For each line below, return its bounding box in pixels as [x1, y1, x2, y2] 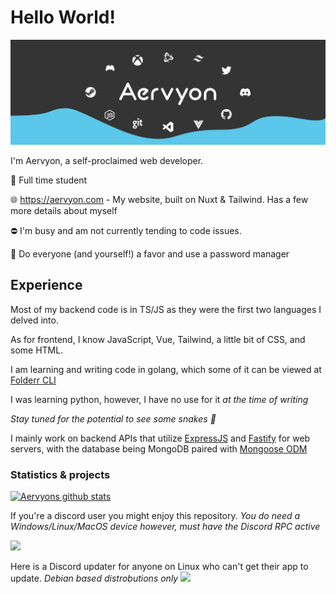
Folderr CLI [10, 374, 57, 386]
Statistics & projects [10, 467, 111, 481]
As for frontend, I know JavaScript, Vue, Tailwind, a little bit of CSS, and [10, 333, 306, 345]
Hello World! [10, 6, 116, 29]
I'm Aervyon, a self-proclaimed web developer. [10, 154, 204, 166]
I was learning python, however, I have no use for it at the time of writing [10, 393, 309, 405]
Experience [10, 277, 83, 294]
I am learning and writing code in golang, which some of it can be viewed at [10, 363, 322, 375]
